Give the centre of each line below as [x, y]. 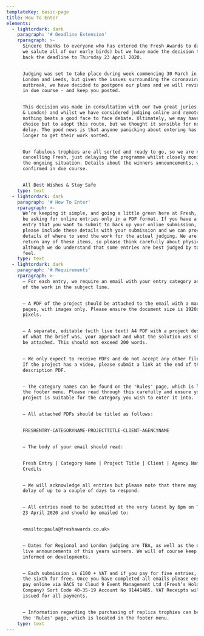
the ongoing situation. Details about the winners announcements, [108, 163]
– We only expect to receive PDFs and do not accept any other [104, 359]
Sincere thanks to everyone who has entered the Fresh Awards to [107, 46]
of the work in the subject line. [66, 287]
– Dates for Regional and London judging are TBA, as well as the [108, 545]
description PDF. [44, 370]
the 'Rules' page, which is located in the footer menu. [96, 618]
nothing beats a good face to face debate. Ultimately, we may [104, 118]
